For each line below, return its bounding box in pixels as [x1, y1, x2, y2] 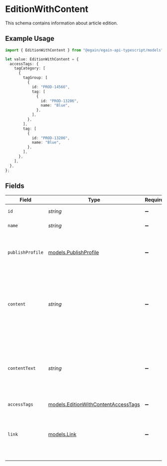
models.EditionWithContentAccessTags [48, 401, 140, 408]
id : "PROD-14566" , [31, 84, 70, 89]
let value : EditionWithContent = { [5, 56, 79, 62]
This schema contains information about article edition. [5, 20, 118, 26]
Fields [5, 181, 25, 190]
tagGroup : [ [23, 75, 48, 80]
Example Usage [5, 34, 55, 43]
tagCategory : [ [14, 66, 46, 71]
